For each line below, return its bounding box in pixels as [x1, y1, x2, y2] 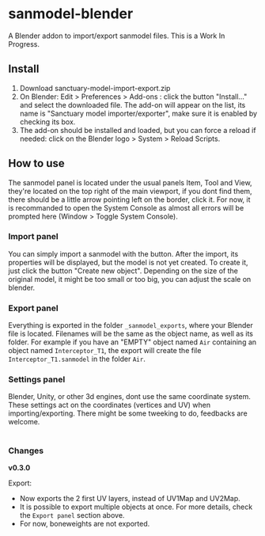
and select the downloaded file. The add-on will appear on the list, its [19, 100, 246, 109]
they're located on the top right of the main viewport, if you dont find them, [8, 186, 252, 196]
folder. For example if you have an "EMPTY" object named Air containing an [8, 337, 257, 347]
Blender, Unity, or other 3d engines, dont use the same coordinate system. [8, 392, 251, 401]
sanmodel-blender [8, 5, 134, 23]
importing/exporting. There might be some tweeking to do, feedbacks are [8, 409, 248, 418]
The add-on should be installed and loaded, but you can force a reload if [19, 125, 256, 135]
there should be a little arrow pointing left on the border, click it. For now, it [8, 195, 251, 204]
